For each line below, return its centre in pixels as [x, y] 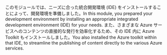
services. [14, 48]
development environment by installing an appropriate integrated [72, 19]
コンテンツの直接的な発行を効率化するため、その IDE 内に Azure [88, 31]
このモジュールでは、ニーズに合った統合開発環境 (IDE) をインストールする [81, 7]
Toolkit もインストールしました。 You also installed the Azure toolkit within [81, 37]
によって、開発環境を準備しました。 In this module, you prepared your [81, 13]
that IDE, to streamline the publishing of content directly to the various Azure [84, 43]
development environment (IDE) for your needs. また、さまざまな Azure [79, 25]
